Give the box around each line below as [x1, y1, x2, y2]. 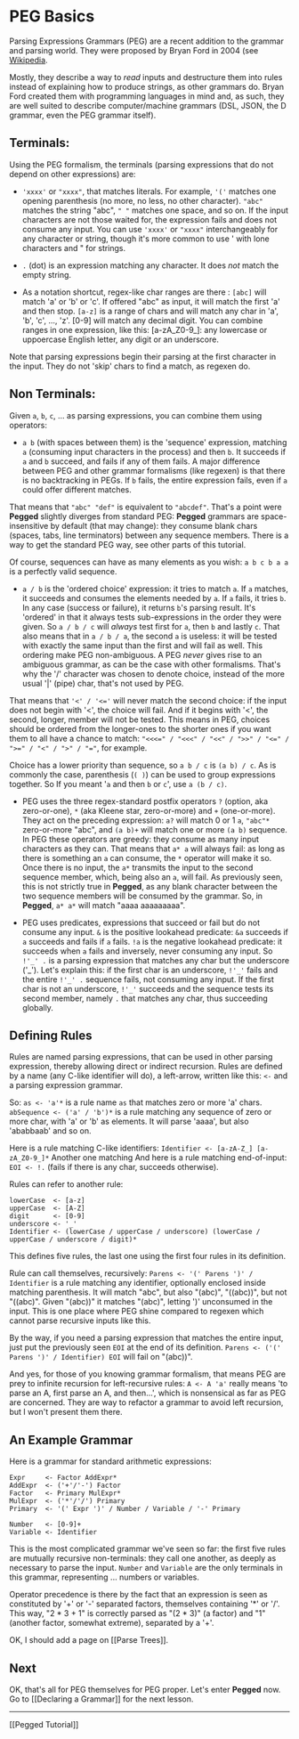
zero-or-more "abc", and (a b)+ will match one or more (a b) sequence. [21, 824, 287, 834]
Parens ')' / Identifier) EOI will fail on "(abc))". [9, 1352, 193, 1362]
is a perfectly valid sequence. [9, 565, 117, 576]
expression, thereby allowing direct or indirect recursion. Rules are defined [9, 1061, 283, 1072]
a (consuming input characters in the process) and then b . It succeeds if [21, 446, 287, 457]
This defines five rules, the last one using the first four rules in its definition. [9, 1251, 287, 1262]
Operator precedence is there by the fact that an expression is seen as [9, 1589, 269, 1600]
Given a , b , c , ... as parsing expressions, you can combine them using [9, 410, 263, 420]
